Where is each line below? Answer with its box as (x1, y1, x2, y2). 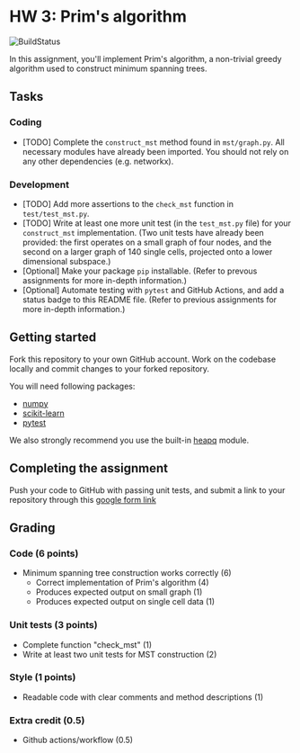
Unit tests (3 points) (9, 619, 98, 632)
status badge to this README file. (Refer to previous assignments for (22, 294, 277, 305)
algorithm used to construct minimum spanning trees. (9, 63, 208, 74)
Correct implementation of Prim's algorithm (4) (35, 578, 209, 588)
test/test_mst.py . (22, 208, 90, 219)
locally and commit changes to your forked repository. (9, 363, 209, 374)
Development (9, 178, 70, 191)
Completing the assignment (9, 461, 169, 476)
